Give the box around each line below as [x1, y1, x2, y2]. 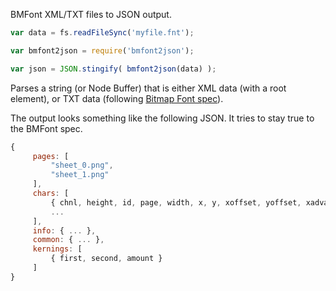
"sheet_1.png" [50, 170, 110, 180]
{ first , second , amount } [50, 254, 163, 264]
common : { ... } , [32, 235, 105, 245]
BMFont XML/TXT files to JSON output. [10, 9, 172, 20]
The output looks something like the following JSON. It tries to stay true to [10, 112, 315, 124]
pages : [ [32, 151, 70, 161]
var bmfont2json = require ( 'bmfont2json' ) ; [10, 45, 195, 56]
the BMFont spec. [10, 122, 83, 134]
